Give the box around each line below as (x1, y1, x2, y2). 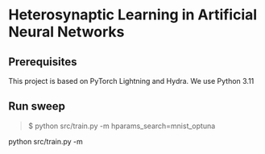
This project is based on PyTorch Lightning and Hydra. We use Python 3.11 (8, 77, 255, 85)
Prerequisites (8, 55, 77, 69)
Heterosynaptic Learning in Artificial (8, 6, 258, 24)
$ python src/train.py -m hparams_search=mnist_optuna (27, 121, 216, 131)
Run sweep (8, 99, 66, 114)
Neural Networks (8, 23, 125, 41)
